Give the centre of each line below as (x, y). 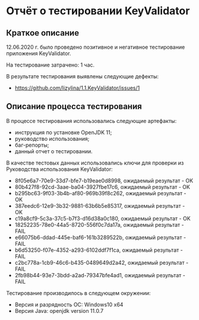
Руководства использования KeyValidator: (59, 169)
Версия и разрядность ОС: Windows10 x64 (69, 305)
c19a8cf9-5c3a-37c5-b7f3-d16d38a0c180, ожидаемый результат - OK (103, 218)
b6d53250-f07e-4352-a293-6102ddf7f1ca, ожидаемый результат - (99, 250)
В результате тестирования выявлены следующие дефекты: (83, 76)
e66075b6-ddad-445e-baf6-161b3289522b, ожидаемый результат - (100, 237)
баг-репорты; (32, 145)
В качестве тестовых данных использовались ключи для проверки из (95, 163)
